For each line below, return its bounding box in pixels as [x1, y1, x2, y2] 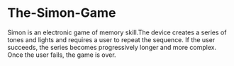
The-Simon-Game [7, 5, 116, 21]
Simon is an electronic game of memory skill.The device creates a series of [7, 28, 227, 37]
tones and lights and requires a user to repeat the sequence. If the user [7, 35, 216, 44]
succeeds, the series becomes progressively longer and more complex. [7, 43, 217, 51]
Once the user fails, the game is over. [7, 51, 116, 59]
